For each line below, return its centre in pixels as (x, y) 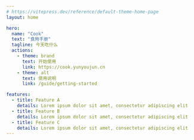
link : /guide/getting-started (59, 84)
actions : (22, 51)
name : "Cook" (28, 34)
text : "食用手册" (31, 39)
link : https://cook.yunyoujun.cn (64, 67)
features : (19, 95)
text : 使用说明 (39, 78)
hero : (13, 28)
